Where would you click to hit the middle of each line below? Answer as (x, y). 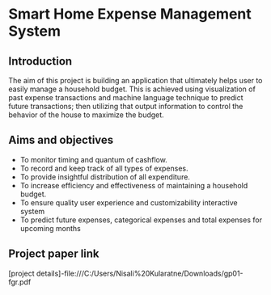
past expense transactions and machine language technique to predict (126, 97)
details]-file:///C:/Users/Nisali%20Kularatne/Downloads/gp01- (140, 273)
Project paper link (54, 254)
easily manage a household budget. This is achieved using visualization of (132, 89)
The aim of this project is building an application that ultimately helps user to (135, 80)
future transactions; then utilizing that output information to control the (126, 106)
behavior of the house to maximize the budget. (86, 115)
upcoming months (50, 228)
